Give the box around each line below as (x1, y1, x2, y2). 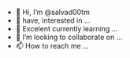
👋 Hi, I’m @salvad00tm (15, 8, 91, 16)
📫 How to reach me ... (15, 42, 89, 50)
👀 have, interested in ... (15, 16, 91, 25)
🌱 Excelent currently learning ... (15, 24, 118, 33)
